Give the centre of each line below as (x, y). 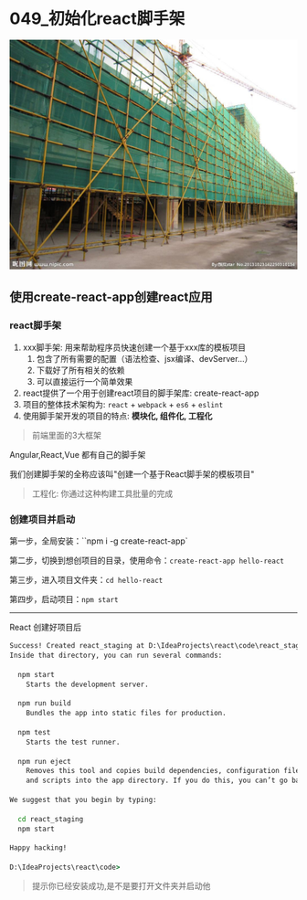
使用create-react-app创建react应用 (111, 297)
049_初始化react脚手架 (97, 19)
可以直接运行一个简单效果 (85, 381)
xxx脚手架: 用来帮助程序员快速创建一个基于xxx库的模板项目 (134, 347)
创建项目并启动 (42, 519)
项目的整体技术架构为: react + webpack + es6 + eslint (123, 404)
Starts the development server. (87, 684)
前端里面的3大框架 (67, 435)
